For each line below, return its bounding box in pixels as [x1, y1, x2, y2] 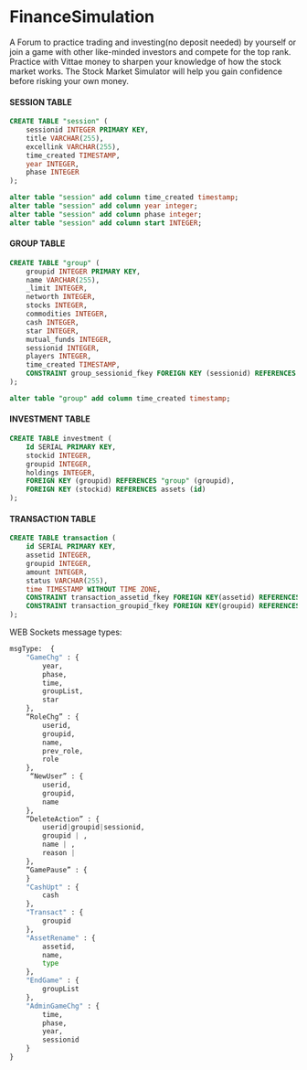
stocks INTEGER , [26, 301, 89, 310]
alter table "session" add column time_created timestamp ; [9, 193, 239, 202]
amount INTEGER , [26, 567, 89, 577]
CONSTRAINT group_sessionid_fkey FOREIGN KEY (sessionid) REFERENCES [26, 369, 297, 379]
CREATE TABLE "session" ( [9, 117, 108, 126]
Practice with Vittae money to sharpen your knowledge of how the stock [9, 56, 281, 67]
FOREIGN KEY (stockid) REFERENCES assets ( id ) [26, 485, 206, 495]
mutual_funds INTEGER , [26, 335, 112, 344]
